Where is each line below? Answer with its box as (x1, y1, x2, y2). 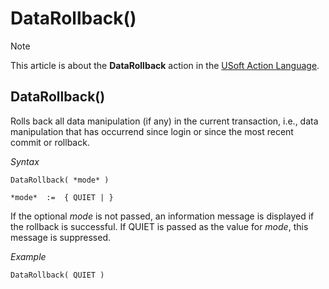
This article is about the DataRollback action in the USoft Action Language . (10, 59, 320, 71)
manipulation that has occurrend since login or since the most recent (10, 125, 294, 137)
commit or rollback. (10, 136, 90, 148)
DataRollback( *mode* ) (10, 175, 110, 185)
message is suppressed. (10, 231, 112, 243)
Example (10, 250, 47, 262)
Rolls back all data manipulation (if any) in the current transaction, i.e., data (10, 115, 319, 127)
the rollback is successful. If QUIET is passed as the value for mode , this (10, 220, 309, 232)
